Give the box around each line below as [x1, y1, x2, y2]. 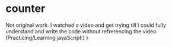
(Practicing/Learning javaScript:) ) [5, 34, 88, 41]
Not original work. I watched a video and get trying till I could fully [5, 21, 167, 29]
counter [5, 2, 46, 15]
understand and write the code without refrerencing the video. [5, 27, 158, 35]
